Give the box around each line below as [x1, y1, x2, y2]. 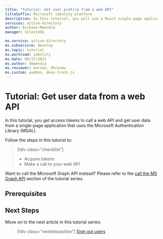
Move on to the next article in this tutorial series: [5, 219, 101, 225]
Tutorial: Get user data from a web [5, 91, 146, 102]
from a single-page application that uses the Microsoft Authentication [5, 122, 144, 128]
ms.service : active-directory [5, 38, 66, 44]
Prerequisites [5, 190, 47, 198]
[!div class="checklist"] [16, 146, 64, 152]
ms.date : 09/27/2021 [5, 56, 47, 61]
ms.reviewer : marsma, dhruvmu [5, 66, 66, 70]
